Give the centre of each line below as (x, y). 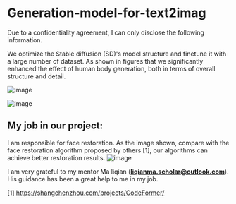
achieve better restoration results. (56, 157)
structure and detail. (37, 76)
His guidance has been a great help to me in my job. (83, 179)
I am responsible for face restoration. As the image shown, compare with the (118, 143)
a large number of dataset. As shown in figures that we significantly (105, 61)
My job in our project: (55, 126)
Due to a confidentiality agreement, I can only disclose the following (106, 32)
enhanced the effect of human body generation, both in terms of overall (111, 68)
